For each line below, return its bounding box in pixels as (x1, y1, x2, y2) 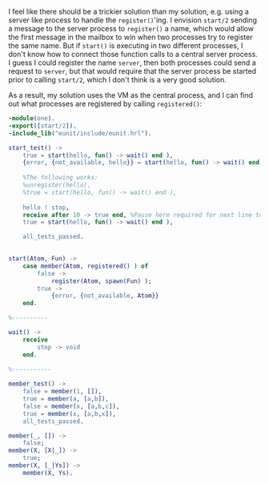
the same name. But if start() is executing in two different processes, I (8, 41, 243, 50)
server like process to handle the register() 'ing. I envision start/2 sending (8, 15, 258, 25)
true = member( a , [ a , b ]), (22, 395, 110, 403)
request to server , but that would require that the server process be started (8, 67, 257, 75)
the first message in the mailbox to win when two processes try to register (8, 32, 253, 42)
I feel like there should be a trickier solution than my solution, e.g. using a (8, 7, 250, 16)
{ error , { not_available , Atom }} (50, 292, 159, 300)
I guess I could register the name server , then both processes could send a (8, 58, 256, 67)
